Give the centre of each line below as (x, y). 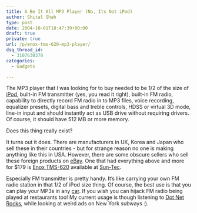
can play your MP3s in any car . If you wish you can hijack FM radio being (95, 191)
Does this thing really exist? (39, 131)
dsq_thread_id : (25, 50)
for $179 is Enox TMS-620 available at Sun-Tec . (64, 167)
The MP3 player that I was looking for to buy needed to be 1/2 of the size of (98, 88)
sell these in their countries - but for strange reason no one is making (90, 148)
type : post (19, 22)
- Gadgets (23, 66)
